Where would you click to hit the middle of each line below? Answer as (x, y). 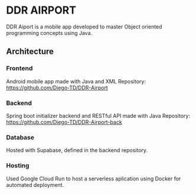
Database (20, 137)
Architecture (30, 52)
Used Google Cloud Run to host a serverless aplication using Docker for (94, 179)
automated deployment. (35, 185)
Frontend (19, 69)
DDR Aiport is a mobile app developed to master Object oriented (84, 27)
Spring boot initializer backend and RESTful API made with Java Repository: (98, 115)
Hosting (18, 166)
